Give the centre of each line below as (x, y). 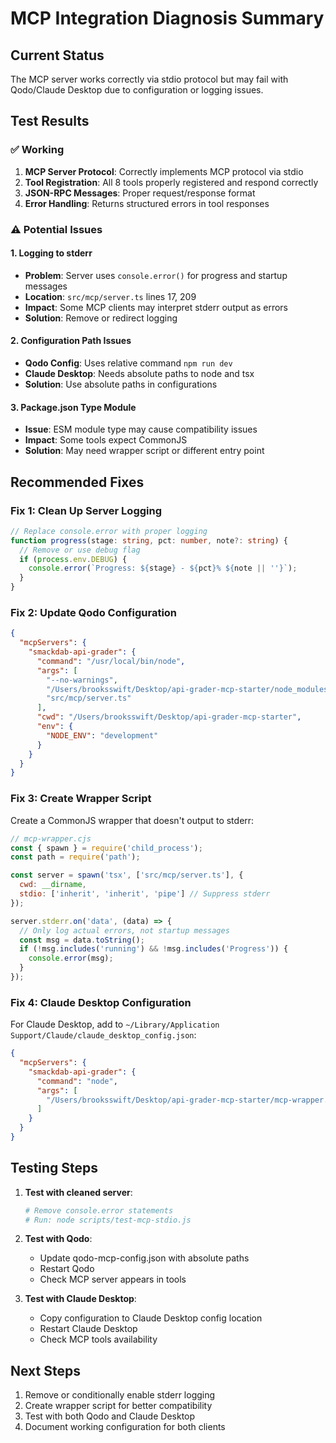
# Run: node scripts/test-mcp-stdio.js (108, 1220)
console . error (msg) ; (71, 958)
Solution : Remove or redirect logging (101, 318)
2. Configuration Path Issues (71, 341)
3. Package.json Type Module (73, 407)
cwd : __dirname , (53, 885)
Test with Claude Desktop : (80, 1299)
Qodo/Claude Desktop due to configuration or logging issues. (137, 90)
